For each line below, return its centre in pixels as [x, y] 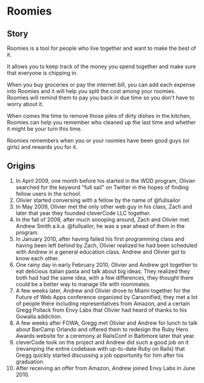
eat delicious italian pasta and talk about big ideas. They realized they [103, 271]
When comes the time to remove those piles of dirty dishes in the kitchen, [99, 116]
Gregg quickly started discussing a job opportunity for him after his [100, 355]
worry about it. [25, 104]
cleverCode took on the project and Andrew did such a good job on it [102, 342]
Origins [21, 166]
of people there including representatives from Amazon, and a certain [103, 303]
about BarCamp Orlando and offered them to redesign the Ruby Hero [102, 329]
